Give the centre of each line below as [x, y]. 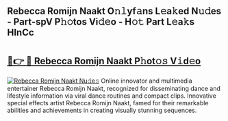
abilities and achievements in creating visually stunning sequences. [102, 110]
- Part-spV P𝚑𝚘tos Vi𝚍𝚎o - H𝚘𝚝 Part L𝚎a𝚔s [101, 22]
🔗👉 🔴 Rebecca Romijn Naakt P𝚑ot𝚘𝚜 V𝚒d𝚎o [104, 61]
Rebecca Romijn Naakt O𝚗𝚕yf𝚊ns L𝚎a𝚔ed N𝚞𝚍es [114, 11]
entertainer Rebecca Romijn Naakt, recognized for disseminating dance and [114, 89]
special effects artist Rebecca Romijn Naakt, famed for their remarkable [108, 103]
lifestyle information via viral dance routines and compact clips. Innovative [112, 96]
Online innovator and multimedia [147, 81]
